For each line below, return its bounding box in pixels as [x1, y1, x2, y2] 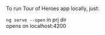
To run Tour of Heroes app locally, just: [6, 5, 100, 12]
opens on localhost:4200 [6, 23, 66, 29]
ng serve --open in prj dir [6, 16, 67, 23]
